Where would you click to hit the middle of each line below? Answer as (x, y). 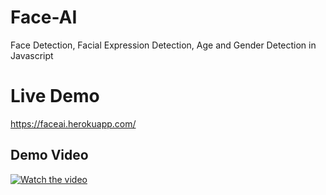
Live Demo (55, 96)
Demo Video (49, 155)
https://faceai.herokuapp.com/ (73, 123)
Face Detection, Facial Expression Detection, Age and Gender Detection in (163, 45)
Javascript (32, 55)
